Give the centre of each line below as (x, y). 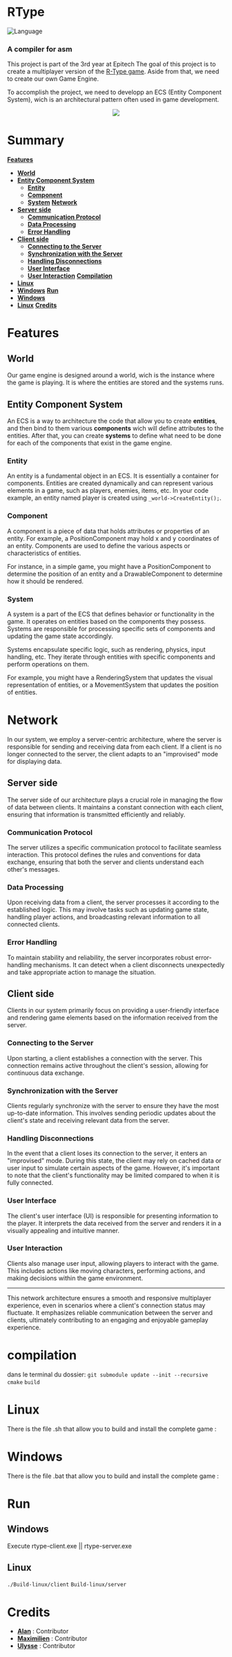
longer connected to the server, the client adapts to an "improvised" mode (113, 753)
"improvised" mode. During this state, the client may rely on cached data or (115, 1161)
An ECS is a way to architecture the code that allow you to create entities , (112, 421)
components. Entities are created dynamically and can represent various (110, 483)
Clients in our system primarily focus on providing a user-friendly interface (113, 1011)
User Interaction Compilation (70, 276)
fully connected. (30, 1183)
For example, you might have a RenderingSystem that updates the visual (110, 677)
